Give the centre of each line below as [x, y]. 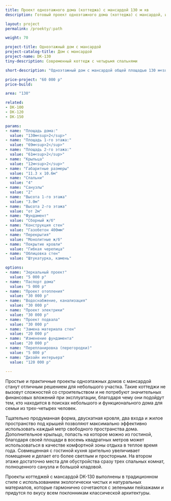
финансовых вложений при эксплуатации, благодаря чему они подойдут [85, 398]
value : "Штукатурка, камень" [41, 258]
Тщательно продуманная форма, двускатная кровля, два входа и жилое [84, 418]
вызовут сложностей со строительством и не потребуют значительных [83, 392]
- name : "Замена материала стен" [41, 329]
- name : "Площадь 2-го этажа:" [38, 150]
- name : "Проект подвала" [33, 319]
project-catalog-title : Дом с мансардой [49, 52]
